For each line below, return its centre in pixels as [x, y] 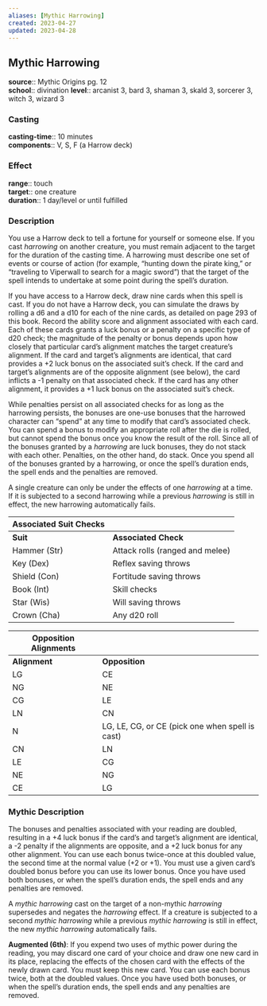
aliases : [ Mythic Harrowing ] [56, 16]
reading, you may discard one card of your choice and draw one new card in [133, 953]
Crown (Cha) [37, 616]
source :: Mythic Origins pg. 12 [58, 82]
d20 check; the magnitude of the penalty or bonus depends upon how [123, 339]
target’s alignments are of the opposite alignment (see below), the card [124, 372]
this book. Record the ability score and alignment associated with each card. [133, 321]
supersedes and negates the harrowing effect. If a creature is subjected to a [133, 912]
